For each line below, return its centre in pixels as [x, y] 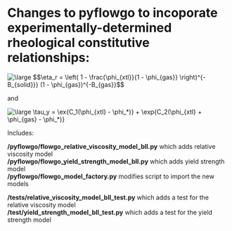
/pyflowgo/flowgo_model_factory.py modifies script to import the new [111, 176]
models [18, 183]
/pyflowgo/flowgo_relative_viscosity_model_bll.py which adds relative [111, 146]
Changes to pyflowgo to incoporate [112, 13]
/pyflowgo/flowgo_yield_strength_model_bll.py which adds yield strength [116, 161]
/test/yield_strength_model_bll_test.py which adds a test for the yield [110, 212]
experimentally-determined [90, 28]
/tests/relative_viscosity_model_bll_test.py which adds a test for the [108, 197]
